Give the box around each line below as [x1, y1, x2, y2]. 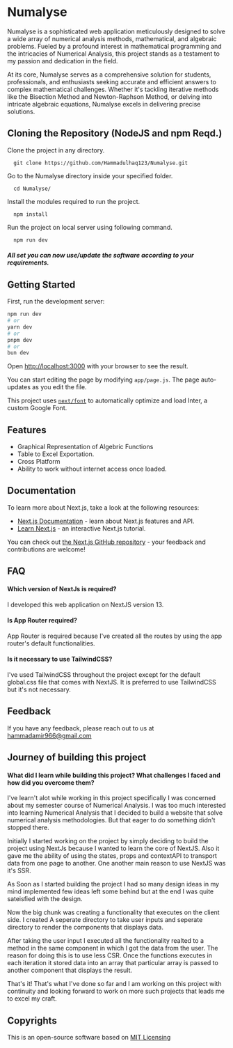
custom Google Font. [7, 404, 67, 412]
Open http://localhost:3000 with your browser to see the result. [7, 362, 189, 370]
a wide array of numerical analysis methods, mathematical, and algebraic [7, 34, 217, 42]
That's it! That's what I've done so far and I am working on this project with [7, 980, 222, 988]
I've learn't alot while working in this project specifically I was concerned [7, 794, 216, 802]
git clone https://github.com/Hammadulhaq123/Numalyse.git [13, 159, 188, 166]
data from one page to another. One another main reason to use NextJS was [7, 859, 226, 868]
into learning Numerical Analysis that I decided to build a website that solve [7, 808, 223, 817]
